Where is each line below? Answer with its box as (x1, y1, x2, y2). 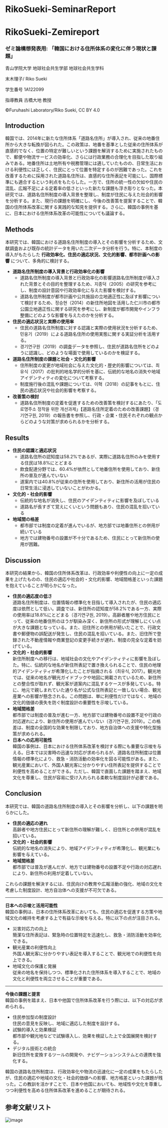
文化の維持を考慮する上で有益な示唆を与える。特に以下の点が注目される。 (9, 915, 163, 921)
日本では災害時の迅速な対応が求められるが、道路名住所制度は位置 (25, 749, 161, 755)
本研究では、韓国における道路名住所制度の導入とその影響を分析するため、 (5, 239, 158, 245)
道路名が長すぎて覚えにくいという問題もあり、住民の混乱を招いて (19, 504, 156, 510)
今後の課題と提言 (5, 991, 40, 997)
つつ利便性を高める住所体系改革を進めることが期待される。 (5, 1087, 128, 1093)
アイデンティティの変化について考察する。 (19, 375, 107, 381)
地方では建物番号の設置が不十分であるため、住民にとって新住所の (19, 535, 156, 541)
